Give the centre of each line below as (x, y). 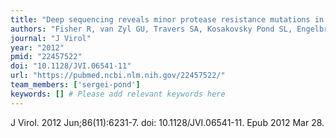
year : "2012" (37, 47)
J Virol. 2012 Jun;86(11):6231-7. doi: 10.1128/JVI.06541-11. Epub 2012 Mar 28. (167, 122)
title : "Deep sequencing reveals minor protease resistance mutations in (167, 19)
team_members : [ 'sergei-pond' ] (75, 85)
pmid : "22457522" (46, 57)
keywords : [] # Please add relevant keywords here (118, 94)
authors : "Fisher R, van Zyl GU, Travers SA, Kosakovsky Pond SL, (151, 29)
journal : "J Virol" (51, 38)
